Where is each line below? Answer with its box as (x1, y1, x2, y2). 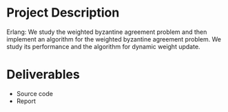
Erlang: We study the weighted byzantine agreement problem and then (6, 28, 207, 36)
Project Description (6, 5, 120, 21)
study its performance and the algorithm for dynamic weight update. (6, 42, 200, 50)
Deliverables (6, 67, 80, 82)
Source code (16, 89, 53, 97)
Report (16, 97, 36, 105)
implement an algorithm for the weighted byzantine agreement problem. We (6, 35, 222, 43)
